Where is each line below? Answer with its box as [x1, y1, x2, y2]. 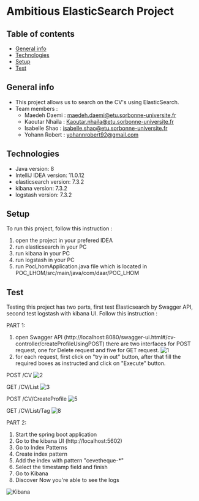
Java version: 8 [15, 165, 54, 172]
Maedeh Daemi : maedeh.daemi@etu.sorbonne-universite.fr [24, 111, 176, 119]
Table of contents [6, 29, 75, 39]
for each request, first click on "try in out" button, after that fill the [15, 353, 181, 361]
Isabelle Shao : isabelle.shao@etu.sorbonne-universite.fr [24, 124, 168, 132]
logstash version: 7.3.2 [15, 191, 72, 198]
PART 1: [6, 322, 26, 329]
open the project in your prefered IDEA [15, 237, 113, 244]
